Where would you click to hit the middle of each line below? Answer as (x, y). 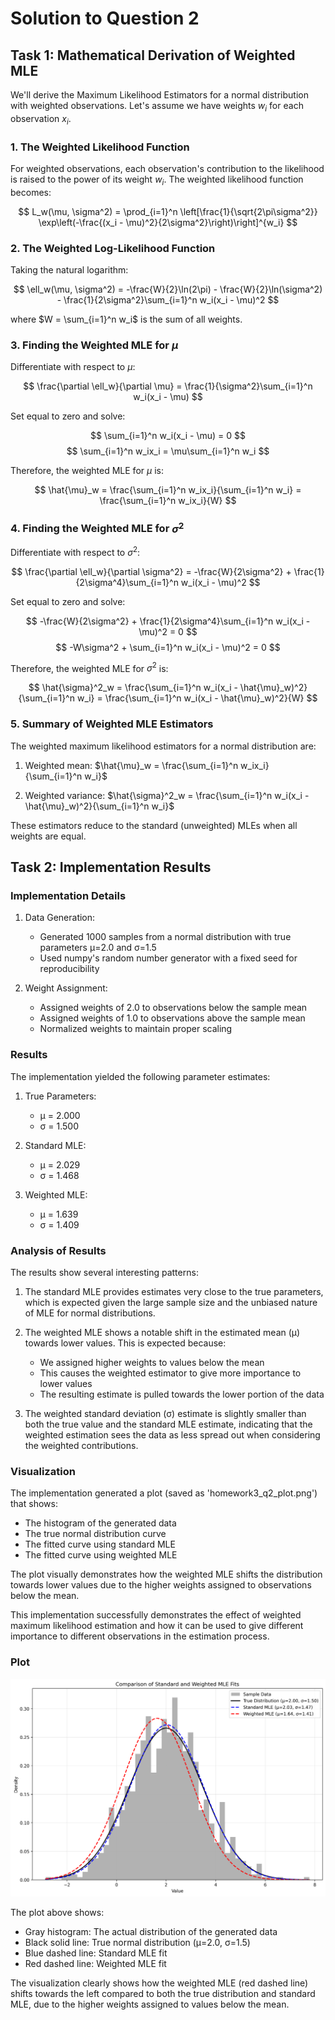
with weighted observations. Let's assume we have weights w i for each (157, 107)
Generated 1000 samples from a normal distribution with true (165, 937)
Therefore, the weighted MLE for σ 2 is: (89, 667)
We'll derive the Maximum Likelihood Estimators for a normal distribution (159, 95)
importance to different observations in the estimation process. (140, 1636)
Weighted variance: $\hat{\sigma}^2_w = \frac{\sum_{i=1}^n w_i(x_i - (167, 795)
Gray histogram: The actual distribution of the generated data (151, 1932)
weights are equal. (48, 836)
